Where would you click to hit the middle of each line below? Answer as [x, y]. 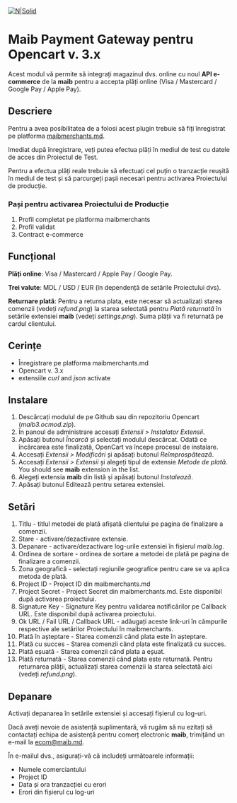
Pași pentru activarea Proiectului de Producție [88, 204]
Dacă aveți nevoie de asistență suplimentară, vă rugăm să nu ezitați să [110, 727]
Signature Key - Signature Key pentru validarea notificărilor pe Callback [122, 606]
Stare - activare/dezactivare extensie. [73, 539]
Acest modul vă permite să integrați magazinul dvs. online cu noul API [110, 74]
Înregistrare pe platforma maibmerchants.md [83, 363]
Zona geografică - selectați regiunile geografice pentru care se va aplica [124, 569]
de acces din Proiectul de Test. [53, 157]
